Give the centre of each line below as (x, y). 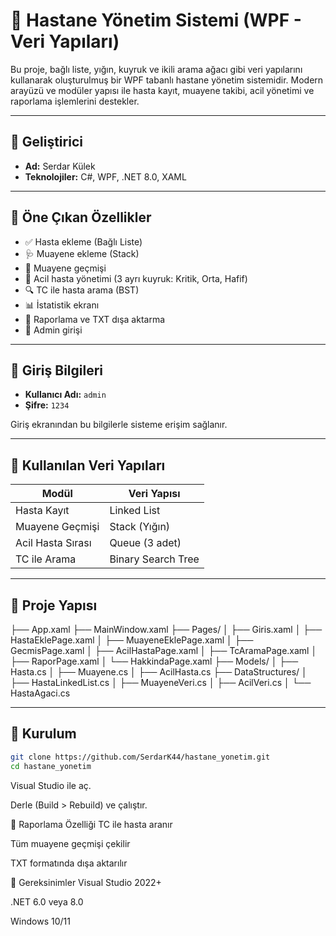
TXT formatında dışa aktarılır (69, 863)
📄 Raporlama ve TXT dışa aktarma (95, 319)
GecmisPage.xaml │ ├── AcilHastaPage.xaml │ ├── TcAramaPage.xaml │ (164, 650)
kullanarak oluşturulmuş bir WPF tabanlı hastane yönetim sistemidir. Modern (167, 80)
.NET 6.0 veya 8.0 (47, 901)
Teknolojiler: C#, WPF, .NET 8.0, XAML (105, 176)
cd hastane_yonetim (51, 766)
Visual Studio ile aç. (51, 785)
